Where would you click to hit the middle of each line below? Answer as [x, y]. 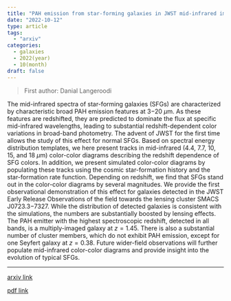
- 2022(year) [32, 58]
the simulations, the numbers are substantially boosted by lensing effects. [112, 213]
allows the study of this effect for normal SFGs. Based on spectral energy [111, 140]
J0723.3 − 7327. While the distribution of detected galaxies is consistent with [114, 206]
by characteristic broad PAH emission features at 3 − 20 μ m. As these [104, 111]
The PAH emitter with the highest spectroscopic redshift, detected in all [108, 221]
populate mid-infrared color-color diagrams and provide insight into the [108, 250]
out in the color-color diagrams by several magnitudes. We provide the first [113, 184]
